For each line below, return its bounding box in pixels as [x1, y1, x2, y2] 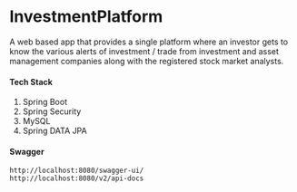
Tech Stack [9, 76, 53, 87]
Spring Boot [22, 97, 68, 108]
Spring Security [22, 106, 82, 117]
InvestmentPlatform [9, 6, 163, 27]
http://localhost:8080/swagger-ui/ [9, 166, 144, 176]
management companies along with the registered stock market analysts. [9, 55, 284, 66]
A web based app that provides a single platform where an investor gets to [9, 36, 289, 47]
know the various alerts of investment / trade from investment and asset [9, 45, 280, 56]
